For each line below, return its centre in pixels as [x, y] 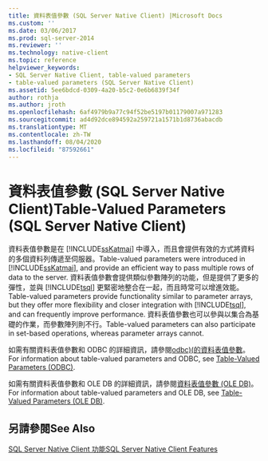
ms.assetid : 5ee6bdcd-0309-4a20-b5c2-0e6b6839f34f [94, 90]
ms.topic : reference [43, 61]
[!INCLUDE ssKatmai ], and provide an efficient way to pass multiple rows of [131, 268]
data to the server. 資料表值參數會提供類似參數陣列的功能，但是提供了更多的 [134, 277]
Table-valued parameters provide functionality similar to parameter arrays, [131, 296]
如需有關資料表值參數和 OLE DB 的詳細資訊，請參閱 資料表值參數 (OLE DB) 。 [133, 384]
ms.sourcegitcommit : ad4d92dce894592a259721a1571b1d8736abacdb [116, 120]
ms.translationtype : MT [48, 127]
